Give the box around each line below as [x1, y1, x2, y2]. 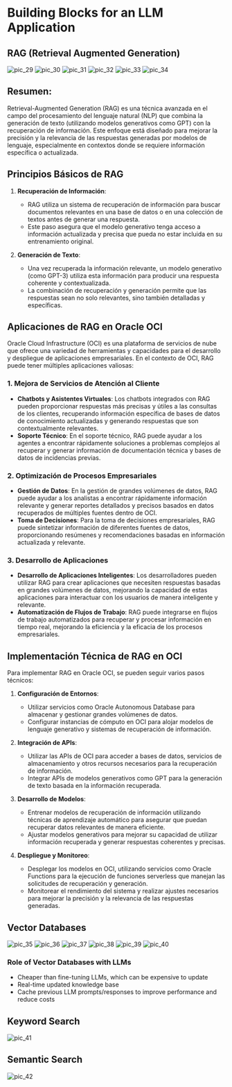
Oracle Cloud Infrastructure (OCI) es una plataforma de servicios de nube [7, 339, 217, 348]
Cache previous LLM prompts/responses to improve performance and [17, 988, 217, 996]
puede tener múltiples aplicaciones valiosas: [7, 361, 134, 370]
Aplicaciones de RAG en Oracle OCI [7, 321, 163, 333]
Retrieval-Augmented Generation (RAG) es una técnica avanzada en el [7, 104, 208, 112]
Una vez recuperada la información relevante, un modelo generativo [27, 264, 222, 272]
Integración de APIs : [17, 739, 78, 747]
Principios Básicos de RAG [7, 169, 124, 180]
